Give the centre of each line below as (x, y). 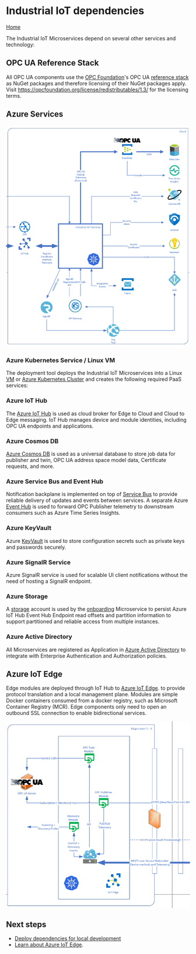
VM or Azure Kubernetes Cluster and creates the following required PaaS (94, 379)
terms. (14, 95)
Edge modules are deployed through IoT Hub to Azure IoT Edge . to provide (96, 688)
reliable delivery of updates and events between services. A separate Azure (97, 500)
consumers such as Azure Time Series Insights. (63, 513)
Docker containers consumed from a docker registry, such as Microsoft (92, 700)
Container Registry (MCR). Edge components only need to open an (86, 707)
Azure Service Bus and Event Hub (55, 481)
